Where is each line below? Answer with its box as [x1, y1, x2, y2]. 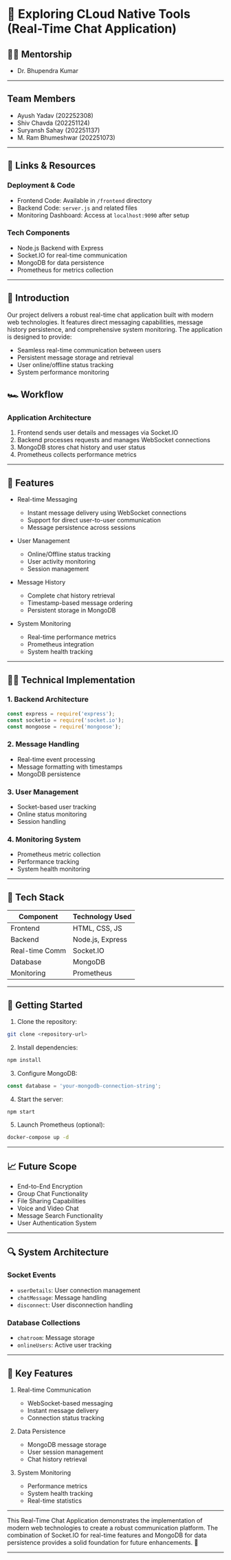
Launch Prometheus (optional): [16, 1120, 105, 1129]
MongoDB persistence [16, 769, 81, 778]
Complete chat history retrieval [27, 591, 115, 600]
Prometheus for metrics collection [16, 266, 113, 274]
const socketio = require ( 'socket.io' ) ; [7, 717, 125, 724]
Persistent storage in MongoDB [27, 606, 116, 615]
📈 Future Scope [7, 1161, 77, 1172]
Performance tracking [16, 858, 80, 866]
